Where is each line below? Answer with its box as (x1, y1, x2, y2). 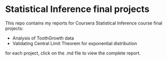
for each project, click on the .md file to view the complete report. (5, 50, 141, 56)
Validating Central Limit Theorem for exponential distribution (12, 40, 137, 46)
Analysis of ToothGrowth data (12, 35, 74, 41)
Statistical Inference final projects (5, 3, 149, 15)
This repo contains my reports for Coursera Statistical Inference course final (5, 20, 162, 26)
